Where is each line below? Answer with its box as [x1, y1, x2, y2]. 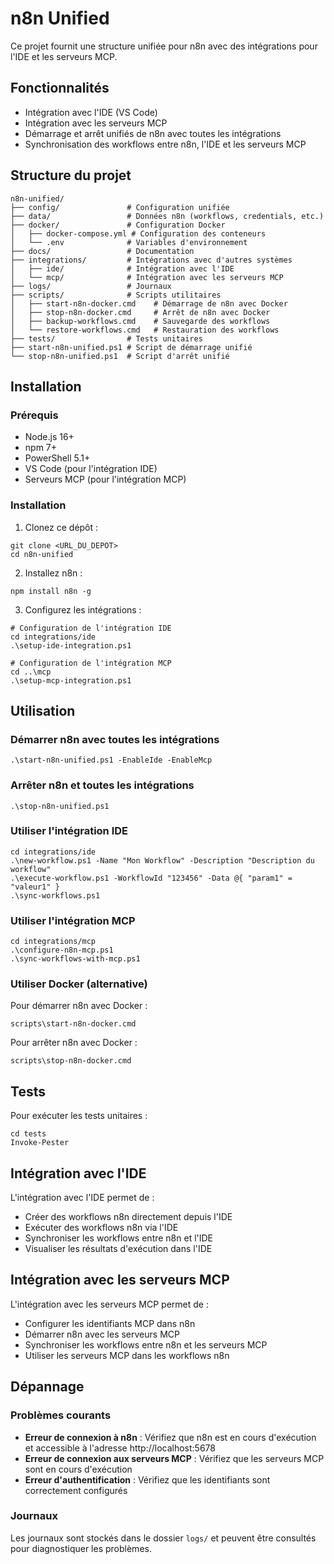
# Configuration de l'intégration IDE [10, 623, 172, 633]
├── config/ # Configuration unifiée [10, 202, 230, 212]
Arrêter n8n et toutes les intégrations [10, 778, 195, 792]
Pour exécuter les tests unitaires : [10, 1110, 148, 1122]
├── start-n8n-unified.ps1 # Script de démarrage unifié [10, 342, 253, 352]
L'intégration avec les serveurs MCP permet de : [10, 1298, 209, 1310]
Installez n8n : [24, 567, 83, 579]
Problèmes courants [10, 1408, 112, 1422]
